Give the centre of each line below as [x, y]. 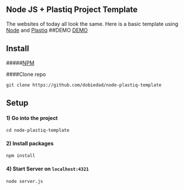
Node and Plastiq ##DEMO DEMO [47, 30]
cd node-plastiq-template [38, 131]
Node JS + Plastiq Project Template [72, 10]
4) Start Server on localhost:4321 [48, 169]
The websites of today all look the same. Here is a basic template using [92, 24]
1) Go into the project [32, 118]
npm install [21, 156]
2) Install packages [30, 143]
